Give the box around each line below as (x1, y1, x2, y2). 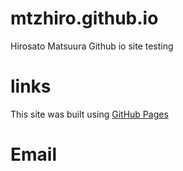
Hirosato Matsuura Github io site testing (10, 40, 174, 52)
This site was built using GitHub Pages (10, 108, 169, 120)
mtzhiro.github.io (10, 7, 159, 30)
